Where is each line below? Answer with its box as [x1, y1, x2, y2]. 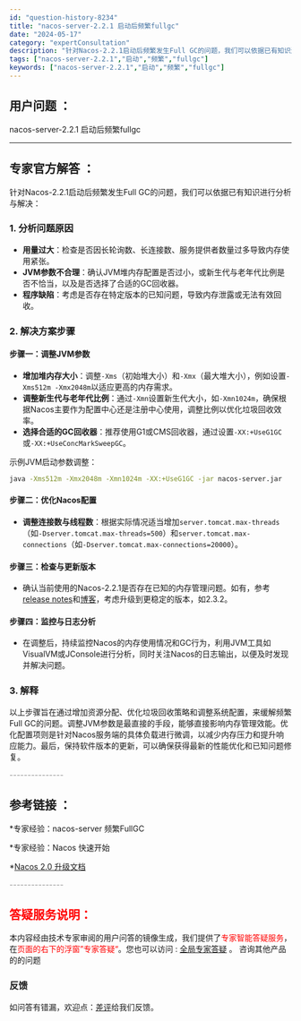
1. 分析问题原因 [9, 222, 74, 235]
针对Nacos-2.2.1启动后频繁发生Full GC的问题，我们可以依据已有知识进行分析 [9, 186, 292, 197]
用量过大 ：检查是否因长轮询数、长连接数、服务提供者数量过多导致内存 [21, 244, 282, 255]
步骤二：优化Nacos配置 [9, 494, 97, 506]
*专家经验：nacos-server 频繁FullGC [9, 823, 145, 834]
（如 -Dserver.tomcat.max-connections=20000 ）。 [66, 539, 244, 549]
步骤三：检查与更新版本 [9, 561, 96, 571]
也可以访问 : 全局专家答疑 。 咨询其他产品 [133, 944, 287, 955]
